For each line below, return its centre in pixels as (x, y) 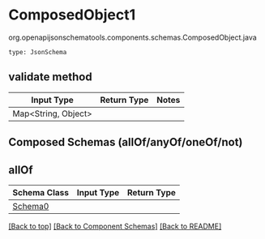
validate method (50, 77)
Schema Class (41, 192)
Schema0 (31, 206)
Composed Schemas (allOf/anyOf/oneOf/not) (126, 142)
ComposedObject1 (72, 15)
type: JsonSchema (38, 52)
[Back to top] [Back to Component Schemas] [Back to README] (115, 226)
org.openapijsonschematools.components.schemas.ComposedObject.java (132, 37)
